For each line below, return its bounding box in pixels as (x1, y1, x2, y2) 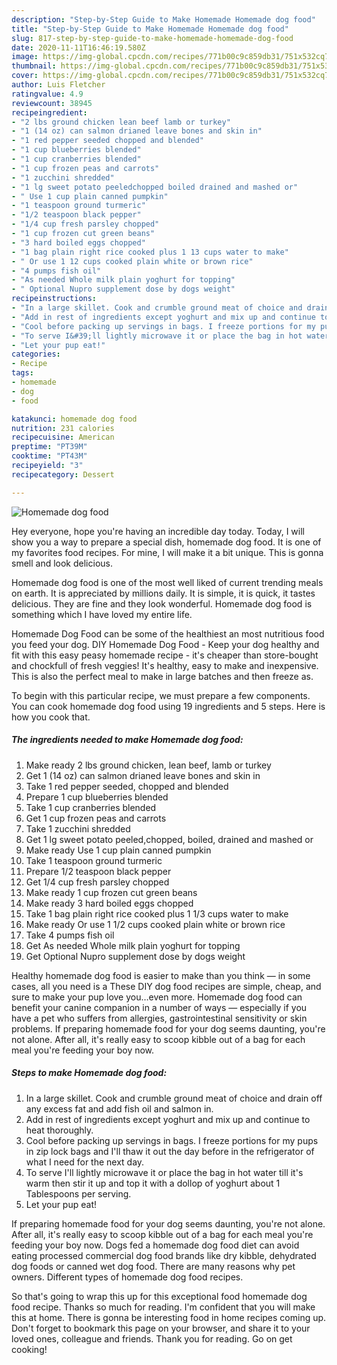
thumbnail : (11, 61, 57, 71)
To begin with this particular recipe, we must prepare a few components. (11, 689, 311, 701)
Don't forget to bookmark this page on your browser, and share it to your (11, 1322, 311, 1334)
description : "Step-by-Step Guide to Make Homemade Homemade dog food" (11, 14, 316, 25)
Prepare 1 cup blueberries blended (25, 791, 169, 803)
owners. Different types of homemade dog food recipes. (11, 1271, 244, 1283)
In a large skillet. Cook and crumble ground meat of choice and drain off (25, 1092, 323, 1104)
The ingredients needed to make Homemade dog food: (11, 734, 244, 746)
